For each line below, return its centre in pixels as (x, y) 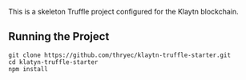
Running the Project (59, 36)
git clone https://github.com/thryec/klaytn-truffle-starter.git (119, 55)
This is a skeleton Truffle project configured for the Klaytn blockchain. (123, 12)
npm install (28, 69)
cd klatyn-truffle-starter (53, 62)
